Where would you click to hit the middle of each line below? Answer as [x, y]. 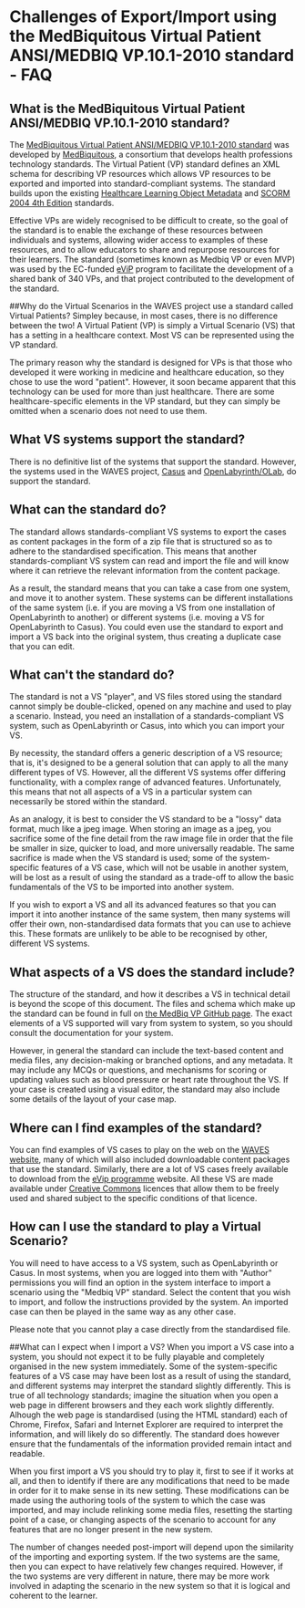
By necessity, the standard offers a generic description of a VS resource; [146, 753]
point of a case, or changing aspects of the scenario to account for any [143, 1520]
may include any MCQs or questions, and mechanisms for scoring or [138, 1070]
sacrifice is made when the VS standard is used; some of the [123, 858]
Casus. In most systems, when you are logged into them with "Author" [141, 1272]
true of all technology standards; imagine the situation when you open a [144, 1395]
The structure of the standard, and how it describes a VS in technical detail [150, 994]
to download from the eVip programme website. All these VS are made [142, 1179]
